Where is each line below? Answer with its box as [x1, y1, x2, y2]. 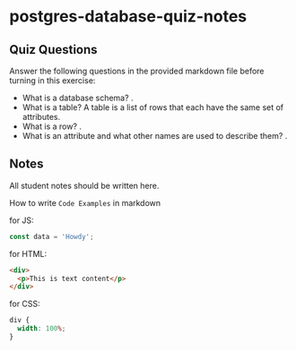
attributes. [22, 112, 61, 122]
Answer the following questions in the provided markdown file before [9, 65, 265, 76]
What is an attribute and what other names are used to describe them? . [22, 131, 288, 141]
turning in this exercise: [9, 75, 96, 86]
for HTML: [9, 248, 48, 259]
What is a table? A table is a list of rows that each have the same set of [22, 102, 284, 113]
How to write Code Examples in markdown [9, 197, 161, 208]
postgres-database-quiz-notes [9, 6, 248, 27]
